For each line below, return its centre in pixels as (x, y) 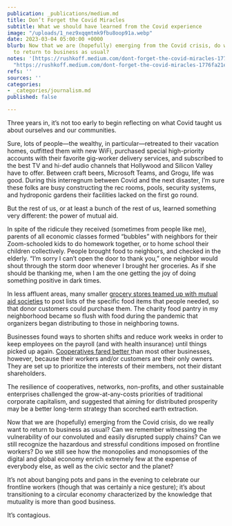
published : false (32, 97)
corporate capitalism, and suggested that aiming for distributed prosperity (113, 401)
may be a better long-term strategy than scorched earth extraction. (103, 409)
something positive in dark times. (54, 280)
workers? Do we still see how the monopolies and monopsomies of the (108, 451)
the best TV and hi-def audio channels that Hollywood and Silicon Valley (110, 166)
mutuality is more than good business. (61, 501)
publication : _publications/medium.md (63, 13)
